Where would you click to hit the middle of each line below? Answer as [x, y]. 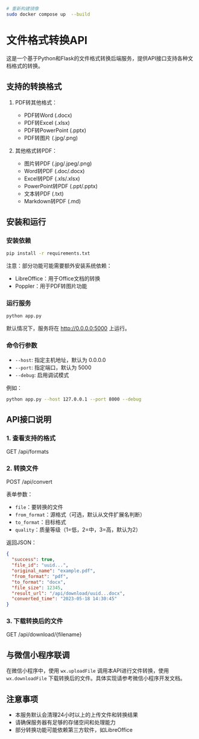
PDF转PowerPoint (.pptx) [55, 130]
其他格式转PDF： [36, 150]
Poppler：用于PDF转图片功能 [51, 286]
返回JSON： [22, 542]
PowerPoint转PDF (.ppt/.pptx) [61, 186]
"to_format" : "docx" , [39, 582]
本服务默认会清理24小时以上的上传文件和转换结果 [77, 715]
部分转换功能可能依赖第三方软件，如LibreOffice [74, 730]
